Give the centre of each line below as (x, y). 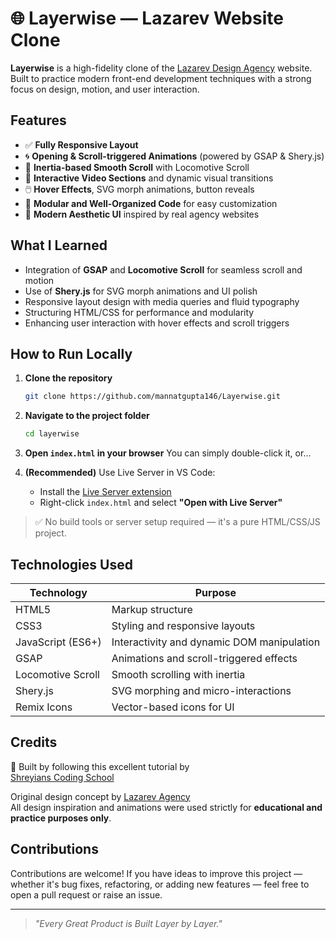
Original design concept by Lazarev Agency (100, 796)
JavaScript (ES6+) (58, 642)
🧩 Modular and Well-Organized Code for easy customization (151, 203)
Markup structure (152, 609)
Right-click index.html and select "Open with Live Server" (161, 503)
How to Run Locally (71, 353)
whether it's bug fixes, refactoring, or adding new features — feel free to (160, 884)
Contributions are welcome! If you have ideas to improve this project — (156, 873)
